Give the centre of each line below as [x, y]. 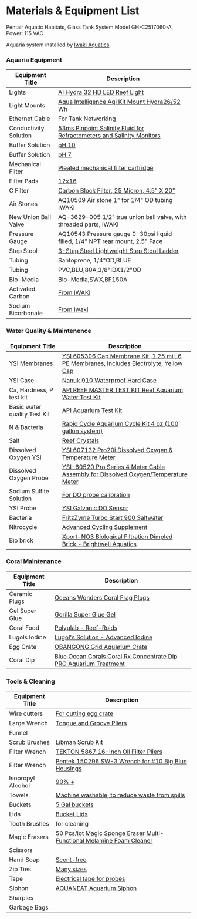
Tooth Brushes [29, 824]
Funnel [18, 733]
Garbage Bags [29, 907]
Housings [69, 769]
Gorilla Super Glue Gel [85, 614]
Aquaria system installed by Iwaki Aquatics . [59, 45]
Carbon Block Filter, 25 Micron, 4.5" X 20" [117, 191]
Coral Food [24, 628]
